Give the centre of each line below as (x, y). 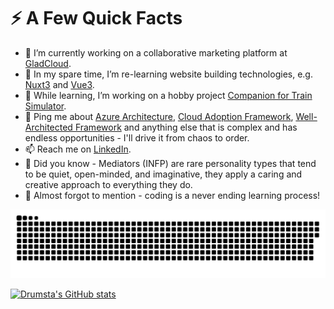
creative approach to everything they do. (108, 184)
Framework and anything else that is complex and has (186, 127)
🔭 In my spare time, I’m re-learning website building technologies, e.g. (168, 74)
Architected (48, 127)
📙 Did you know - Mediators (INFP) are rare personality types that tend (170, 163)
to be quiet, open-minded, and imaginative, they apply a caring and (163, 174)
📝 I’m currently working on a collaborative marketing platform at (156, 52)
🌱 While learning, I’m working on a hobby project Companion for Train (168, 95)
